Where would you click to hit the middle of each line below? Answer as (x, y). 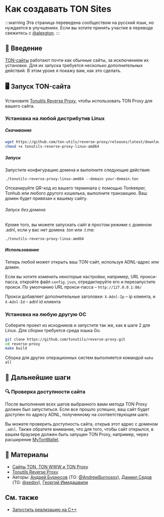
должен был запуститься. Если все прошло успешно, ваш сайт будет (77, 409)
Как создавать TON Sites (58, 9)
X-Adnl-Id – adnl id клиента (33, 302)
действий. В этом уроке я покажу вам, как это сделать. (63, 70)
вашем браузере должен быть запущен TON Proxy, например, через (77, 434)
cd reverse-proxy (23, 344)
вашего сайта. (20, 106)
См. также (22, 498)
